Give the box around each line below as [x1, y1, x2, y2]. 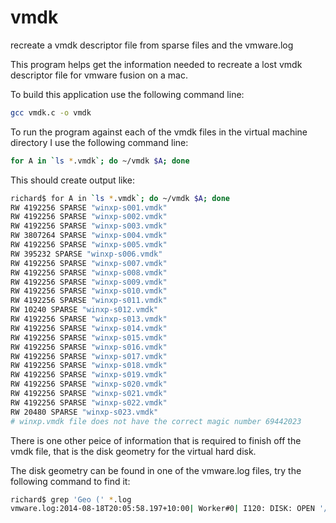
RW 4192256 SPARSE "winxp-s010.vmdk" [10, 286, 168, 296]
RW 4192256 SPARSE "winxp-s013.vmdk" [10, 314, 168, 325]
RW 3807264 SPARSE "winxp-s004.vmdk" [10, 231, 168, 241]
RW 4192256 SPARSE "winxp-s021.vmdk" [10, 389, 168, 399]
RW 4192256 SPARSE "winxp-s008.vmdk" [10, 267, 168, 278]
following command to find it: [10, 475, 131, 487]
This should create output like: [10, 174, 135, 186]
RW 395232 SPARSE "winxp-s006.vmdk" [10, 249, 163, 259]
